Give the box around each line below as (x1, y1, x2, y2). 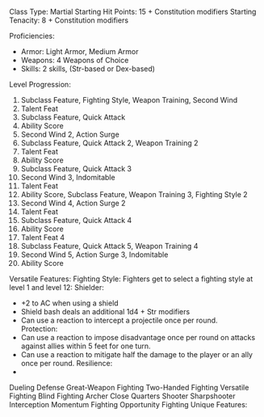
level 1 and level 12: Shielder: (9, 283, 104, 292)
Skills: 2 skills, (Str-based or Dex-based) (20, 64, 156, 74)
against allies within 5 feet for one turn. (20, 341, 152, 351)
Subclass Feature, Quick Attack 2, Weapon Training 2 (20, 138, 199, 148)
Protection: (20, 324, 58, 334)
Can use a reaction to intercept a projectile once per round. (20, 315, 218, 325)
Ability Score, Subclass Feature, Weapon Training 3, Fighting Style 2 (20, 190, 249, 199)
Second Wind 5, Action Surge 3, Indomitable (20, 250, 169, 259)
